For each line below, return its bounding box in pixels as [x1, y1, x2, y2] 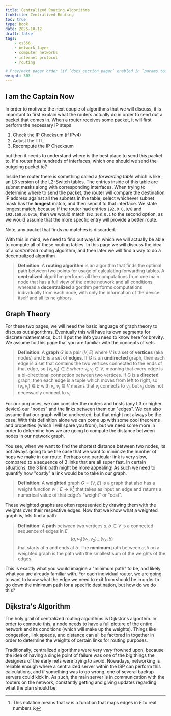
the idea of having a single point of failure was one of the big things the [5, 652, 155, 658]
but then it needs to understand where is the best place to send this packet [5, 152, 163, 158]
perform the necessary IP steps [5, 122, 72, 128]
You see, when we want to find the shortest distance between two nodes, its [5, 443, 166, 449]
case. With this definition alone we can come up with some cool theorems [5, 417, 160, 423]
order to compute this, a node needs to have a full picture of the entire [5, 621, 153, 627]
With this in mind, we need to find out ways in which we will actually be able [5, 236, 164, 242]
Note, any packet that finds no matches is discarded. [5, 226, 116, 232]
